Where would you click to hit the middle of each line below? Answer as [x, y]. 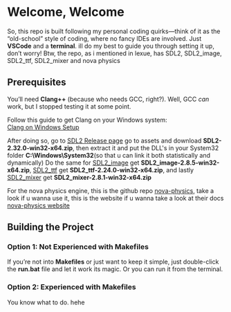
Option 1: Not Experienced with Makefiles [78, 247]
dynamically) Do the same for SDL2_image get [73, 163]
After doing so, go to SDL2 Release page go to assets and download [104, 140]
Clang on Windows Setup [43, 127]
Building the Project [50, 227]
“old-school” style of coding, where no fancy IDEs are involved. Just [104, 38]
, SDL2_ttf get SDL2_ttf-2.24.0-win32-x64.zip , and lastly [112, 169]
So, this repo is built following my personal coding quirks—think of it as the [114, 31]
